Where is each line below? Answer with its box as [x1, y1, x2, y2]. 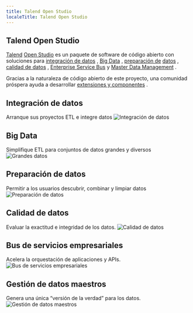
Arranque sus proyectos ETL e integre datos [6, 113, 113, 121]
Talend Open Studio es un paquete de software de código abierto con [6, 51, 174, 59]
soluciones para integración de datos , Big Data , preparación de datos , [6, 57, 180, 64]
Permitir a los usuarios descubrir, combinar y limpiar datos [6, 185, 147, 192]
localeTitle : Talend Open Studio [6, 14, 88, 20]
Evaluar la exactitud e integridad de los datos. [6, 223, 116, 231]
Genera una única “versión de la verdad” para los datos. [6, 295, 142, 302]
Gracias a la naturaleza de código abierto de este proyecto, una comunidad [6, 75, 188, 82]
